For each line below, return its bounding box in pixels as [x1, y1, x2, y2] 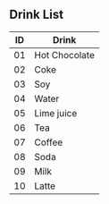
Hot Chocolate [34, 48, 96, 61]
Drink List [9, 7, 64, 22]
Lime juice [34, 106, 78, 119]
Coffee [34, 136, 63, 149]
